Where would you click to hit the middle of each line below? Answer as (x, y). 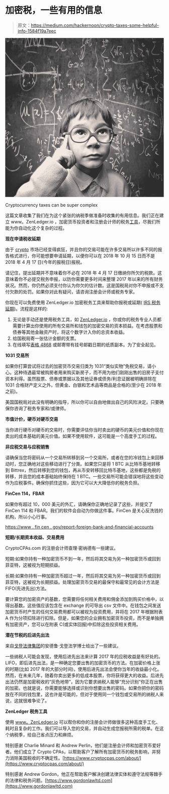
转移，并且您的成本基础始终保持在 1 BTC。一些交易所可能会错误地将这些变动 (84, 476)
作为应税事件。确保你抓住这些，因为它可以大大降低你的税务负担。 (73, 483)
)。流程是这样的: (31, 309)
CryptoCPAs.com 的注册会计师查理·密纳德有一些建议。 (62, 548)
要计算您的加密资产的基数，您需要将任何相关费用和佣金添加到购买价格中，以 (84, 599)
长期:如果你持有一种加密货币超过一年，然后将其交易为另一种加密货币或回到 (83, 576)
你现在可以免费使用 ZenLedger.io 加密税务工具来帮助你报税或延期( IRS (78, 302)
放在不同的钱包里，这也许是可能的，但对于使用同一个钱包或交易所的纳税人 (82, 694)
